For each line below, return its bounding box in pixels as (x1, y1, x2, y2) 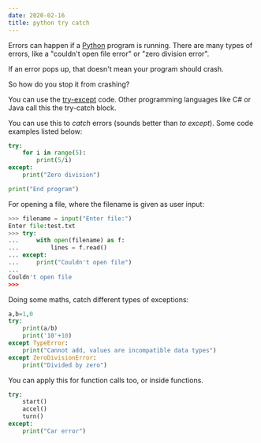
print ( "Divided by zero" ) (22, 361, 108, 369)
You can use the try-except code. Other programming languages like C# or (8, 94, 251, 104)
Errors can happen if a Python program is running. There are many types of (8, 40, 253, 50)
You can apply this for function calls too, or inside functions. (8, 375, 203, 385)
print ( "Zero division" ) (22, 171, 101, 179)
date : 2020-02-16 (8, 11, 65, 20)
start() (22, 398, 47, 406)
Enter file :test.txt (8, 222, 76, 230)
